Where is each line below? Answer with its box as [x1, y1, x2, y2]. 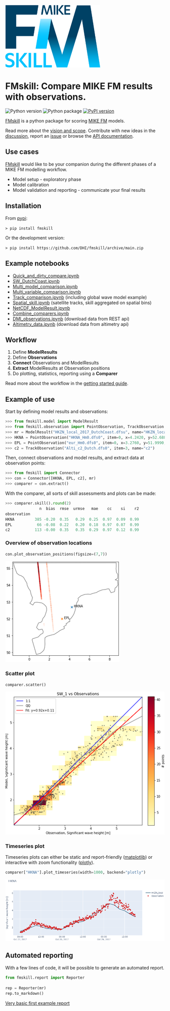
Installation [5, 202, 41, 210]
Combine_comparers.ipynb [12, 310, 69, 316]
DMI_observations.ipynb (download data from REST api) [12, 316, 130, 322]
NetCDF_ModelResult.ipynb [12, 305, 70, 311]
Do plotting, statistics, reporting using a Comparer [12, 370, 118, 376]
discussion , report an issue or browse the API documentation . [5, 133, 134, 139]
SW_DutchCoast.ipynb [12, 278, 60, 284]
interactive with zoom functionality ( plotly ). [5, 860, 95, 866]
